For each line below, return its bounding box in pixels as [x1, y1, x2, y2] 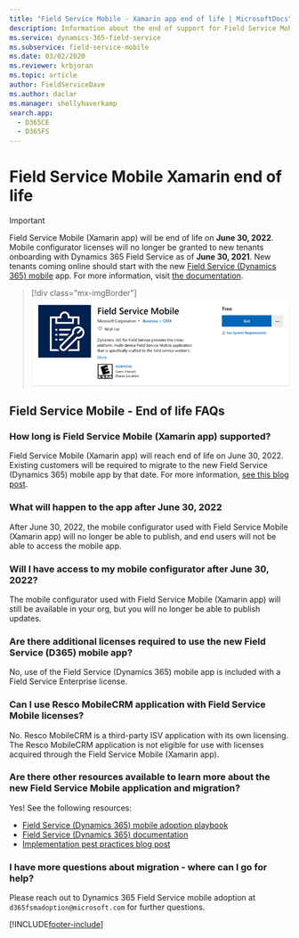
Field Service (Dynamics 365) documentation [21, 829, 189, 840]
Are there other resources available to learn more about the [9, 771, 271, 784]
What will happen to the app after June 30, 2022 [9, 501, 222, 514]
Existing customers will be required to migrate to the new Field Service [9, 460, 269, 471]
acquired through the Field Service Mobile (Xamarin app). [9, 749, 220, 760]
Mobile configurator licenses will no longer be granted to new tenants [9, 242, 264, 253]
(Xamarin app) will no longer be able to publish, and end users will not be [9, 531, 277, 541]
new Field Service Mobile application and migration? [9, 782, 240, 794]
